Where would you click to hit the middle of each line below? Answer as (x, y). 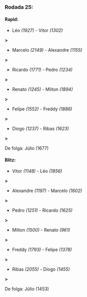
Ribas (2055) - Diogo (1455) (41, 269)
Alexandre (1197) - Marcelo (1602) (47, 191)
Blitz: (10, 160)
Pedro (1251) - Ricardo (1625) (42, 210)
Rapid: (12, 19)
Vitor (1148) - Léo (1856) (37, 171)
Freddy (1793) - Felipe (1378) (42, 250)
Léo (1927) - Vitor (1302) (37, 30)
